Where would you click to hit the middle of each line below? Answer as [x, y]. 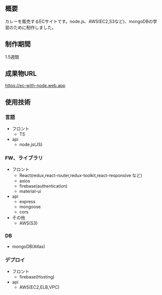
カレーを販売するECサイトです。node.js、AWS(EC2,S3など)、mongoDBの [79, 21]
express [27, 202]
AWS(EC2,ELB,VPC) [39, 287]
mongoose [30, 207]
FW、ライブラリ [24, 158]
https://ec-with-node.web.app [35, 86]
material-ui [30, 191]
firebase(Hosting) [37, 277]
